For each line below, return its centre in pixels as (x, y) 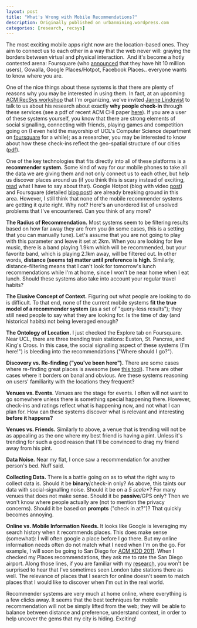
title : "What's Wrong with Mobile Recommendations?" (72, 17)
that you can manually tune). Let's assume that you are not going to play (93, 235)
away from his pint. (29, 448)
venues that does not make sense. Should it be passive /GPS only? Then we (98, 496)
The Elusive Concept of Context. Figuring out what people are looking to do (98, 296)
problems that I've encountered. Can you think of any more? (79, 211)
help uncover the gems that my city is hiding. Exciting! (71, 619)
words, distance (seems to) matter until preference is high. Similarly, (90, 260)
